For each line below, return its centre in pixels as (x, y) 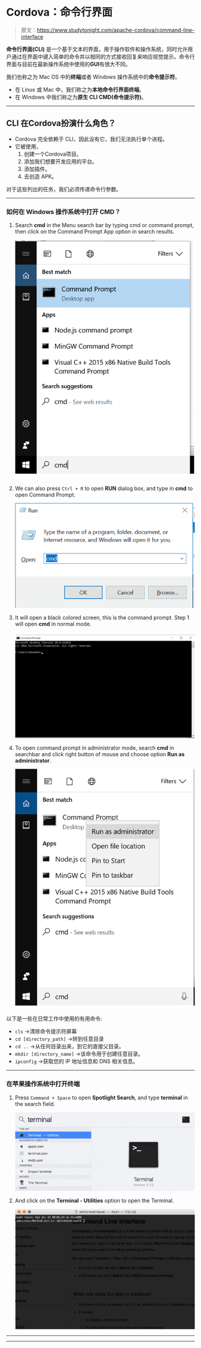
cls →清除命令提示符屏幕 (46, 1032)
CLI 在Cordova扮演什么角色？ (61, 123)
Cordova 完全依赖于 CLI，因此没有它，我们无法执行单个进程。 (91, 139)
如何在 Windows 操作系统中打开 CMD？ (63, 211)
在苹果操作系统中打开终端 (43, 1084)
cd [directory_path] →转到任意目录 (60, 1039)
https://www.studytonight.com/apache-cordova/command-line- (116, 30)
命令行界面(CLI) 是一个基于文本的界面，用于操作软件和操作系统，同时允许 (97, 49)
